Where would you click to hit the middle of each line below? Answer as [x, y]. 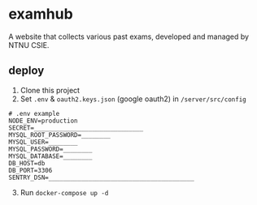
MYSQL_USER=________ [44, 142]
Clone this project [50, 90]
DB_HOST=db [27, 163]
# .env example [34, 113]
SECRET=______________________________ [76, 128]
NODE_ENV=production [44, 121]
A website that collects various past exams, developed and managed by [129, 36]
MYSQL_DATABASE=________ [50, 156]
